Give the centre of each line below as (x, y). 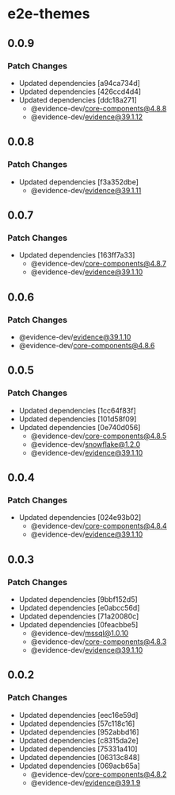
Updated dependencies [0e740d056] (80, 427)
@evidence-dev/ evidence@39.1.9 (86, 782)
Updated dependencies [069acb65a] (79, 766)
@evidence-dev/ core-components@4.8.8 (99, 108)
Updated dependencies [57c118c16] (77, 723)
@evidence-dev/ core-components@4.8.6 (87, 345)
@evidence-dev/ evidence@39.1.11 (86, 190)
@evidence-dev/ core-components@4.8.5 (99, 436)
